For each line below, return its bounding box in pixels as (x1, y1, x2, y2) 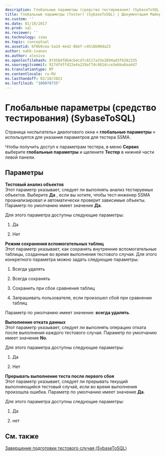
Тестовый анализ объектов (5, 181, 64, 188)
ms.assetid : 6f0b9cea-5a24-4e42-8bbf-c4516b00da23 (5, 44, 111, 49)
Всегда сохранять (12, 276, 51, 282)
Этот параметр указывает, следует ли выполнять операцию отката (5, 325, 146, 331)
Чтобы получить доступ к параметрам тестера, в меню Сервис (5, 144, 139, 150)
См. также (5, 432, 39, 440)
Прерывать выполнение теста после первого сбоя (5, 373, 114, 379)
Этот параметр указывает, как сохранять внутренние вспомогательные (5, 246, 157, 252)
